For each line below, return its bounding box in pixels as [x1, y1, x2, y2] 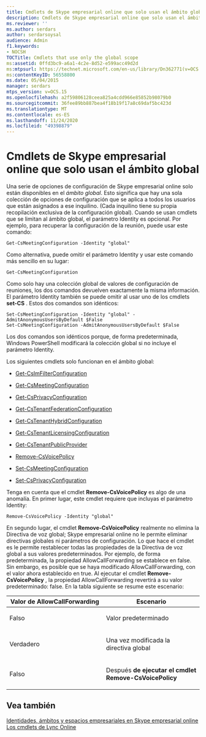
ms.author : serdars [6, 26, 56, 32]
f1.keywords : [6, 44, 40, 50]
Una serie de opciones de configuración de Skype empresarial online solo [6, 183, 193, 190]
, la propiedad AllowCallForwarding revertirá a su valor [45, 576, 183, 584]
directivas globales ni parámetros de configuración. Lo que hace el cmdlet [6, 537, 194, 544]
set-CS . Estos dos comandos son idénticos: [6, 300, 119, 307]
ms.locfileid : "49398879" [6, 123, 72, 129]
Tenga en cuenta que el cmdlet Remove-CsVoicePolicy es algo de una [6, 489, 186, 496]
